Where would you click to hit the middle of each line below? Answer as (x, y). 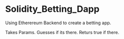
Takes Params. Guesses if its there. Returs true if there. (62, 32)
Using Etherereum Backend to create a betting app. (58, 23)
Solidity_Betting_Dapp (52, 9)
